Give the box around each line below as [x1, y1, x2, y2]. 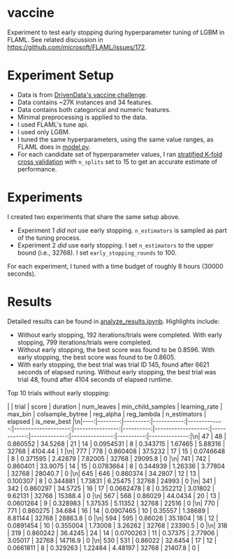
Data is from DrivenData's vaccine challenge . [17, 90, 148, 99]
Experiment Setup [7, 68, 114, 83]
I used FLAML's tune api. [17, 120, 89, 129]
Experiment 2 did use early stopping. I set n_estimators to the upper [17, 241, 214, 249]
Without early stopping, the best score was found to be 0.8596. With [17, 345, 215, 354]
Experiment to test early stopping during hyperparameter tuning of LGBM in [7, 28, 225, 36]
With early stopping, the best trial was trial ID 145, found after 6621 [17, 360, 210, 369]
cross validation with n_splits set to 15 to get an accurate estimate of [17, 157, 218, 166]
